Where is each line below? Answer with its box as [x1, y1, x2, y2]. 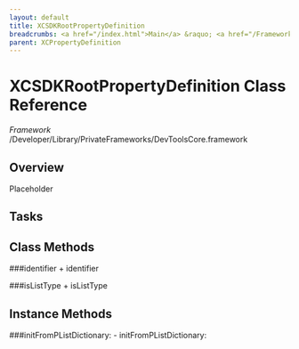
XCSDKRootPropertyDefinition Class [9, 77, 287, 96]
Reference [9, 95, 87, 116]
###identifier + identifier [9, 264, 100, 274]
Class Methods [9, 239, 95, 255]
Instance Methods [9, 306, 113, 321]
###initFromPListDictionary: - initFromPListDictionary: [9, 330, 207, 341]
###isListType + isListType [9, 280, 109, 291]
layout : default [9, 12, 69, 22]
